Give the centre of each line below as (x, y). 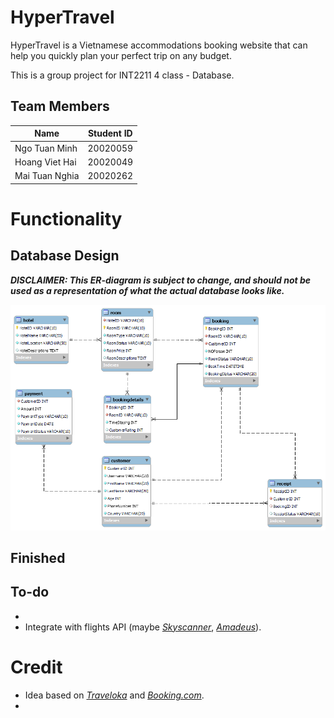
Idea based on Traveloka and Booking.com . (114, 695)
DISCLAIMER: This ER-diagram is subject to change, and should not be (161, 280)
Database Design (65, 256)
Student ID (110, 133)
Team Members (60, 106)
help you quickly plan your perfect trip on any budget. (121, 55)
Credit (36, 667)
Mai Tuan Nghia (47, 175)
